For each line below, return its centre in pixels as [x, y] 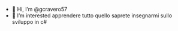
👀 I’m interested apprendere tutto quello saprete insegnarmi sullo [92, 15]
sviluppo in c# [29, 22]
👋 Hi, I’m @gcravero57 [40, 9]
